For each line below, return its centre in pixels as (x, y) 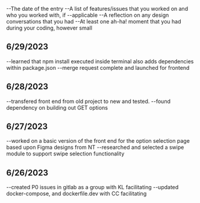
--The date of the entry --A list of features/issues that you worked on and (97, 9)
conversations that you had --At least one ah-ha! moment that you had (94, 21)
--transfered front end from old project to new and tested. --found (88, 101)
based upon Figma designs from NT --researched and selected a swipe (95, 148)
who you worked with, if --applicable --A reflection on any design (88, 15)
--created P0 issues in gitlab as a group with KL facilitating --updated (92, 187)
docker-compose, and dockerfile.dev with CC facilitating (77, 194)
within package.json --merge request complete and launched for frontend (98, 67)
